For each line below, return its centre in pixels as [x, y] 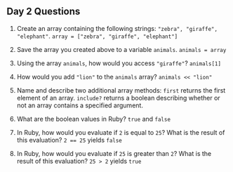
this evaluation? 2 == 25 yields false [69, 140]
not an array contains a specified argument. [80, 105]
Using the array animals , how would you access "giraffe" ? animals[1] [119, 63]
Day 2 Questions [44, 12]
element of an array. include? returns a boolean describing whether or [118, 98]
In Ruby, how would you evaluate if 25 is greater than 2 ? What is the [114, 153]
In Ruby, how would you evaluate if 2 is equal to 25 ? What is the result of [121, 132]
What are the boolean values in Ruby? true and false [94, 119]
